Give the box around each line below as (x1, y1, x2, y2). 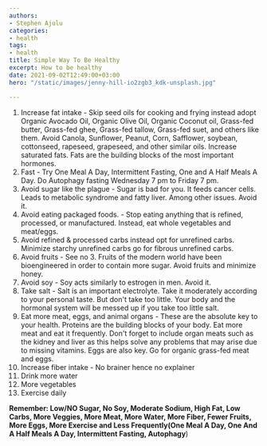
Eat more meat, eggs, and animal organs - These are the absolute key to (20, 311, 258, 321)
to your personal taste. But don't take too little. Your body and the (20, 294, 236, 304)
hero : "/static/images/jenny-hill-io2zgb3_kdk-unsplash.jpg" (9, 78, 217, 86)
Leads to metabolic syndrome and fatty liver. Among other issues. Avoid (20, 193, 257, 202)
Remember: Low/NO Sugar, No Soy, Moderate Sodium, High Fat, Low (9, 403, 241, 412)
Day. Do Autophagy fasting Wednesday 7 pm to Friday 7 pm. (20, 175, 219, 185)
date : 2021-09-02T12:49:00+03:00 (9, 71, 120, 79)
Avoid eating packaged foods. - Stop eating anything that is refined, (20, 209, 244, 219)
